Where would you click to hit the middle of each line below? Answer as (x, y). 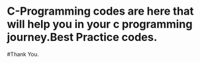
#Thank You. (23, 54)
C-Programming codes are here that (101, 11)
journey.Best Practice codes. (82, 37)
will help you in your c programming (100, 24)
